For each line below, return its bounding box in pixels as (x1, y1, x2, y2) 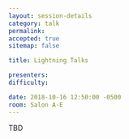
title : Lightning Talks (8, 57, 89, 65)
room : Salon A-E (8, 100, 63, 109)
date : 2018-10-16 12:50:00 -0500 (8, 93, 122, 101)
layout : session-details (8, 11, 92, 20)
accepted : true (8, 34, 60, 43)
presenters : (8, 71, 49, 79)
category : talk (8, 19, 60, 27)
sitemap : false (8, 42, 60, 50)
